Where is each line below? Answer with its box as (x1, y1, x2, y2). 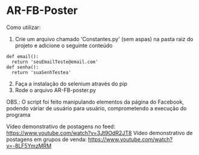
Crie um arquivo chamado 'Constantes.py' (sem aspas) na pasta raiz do (14, 35, 194, 42)
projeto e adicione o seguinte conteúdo (14, 42, 113, 49)
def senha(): (6, 64, 39, 70)
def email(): (6, 53, 39, 59)
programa (6, 111, 31, 118)
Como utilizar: (6, 24, 41, 31)
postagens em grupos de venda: (6, 136, 87, 143)
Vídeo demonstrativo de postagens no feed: (6, 122, 116, 130)
